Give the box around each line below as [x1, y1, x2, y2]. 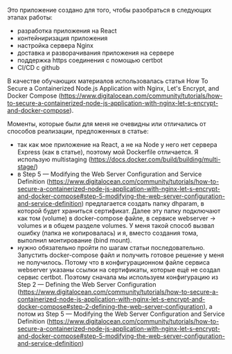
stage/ [17, 163, 36, 170]
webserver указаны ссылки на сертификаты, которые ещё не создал [17, 266, 220, 274]
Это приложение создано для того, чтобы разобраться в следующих [7, 6, 212, 14]
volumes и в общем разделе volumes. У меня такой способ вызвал [17, 222, 215, 229]
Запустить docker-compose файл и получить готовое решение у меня [17, 251, 224, 259]
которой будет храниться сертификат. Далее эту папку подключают [17, 207, 221, 215]
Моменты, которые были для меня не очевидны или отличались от [7, 120, 206, 127]
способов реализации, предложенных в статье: [7, 127, 149, 135]
